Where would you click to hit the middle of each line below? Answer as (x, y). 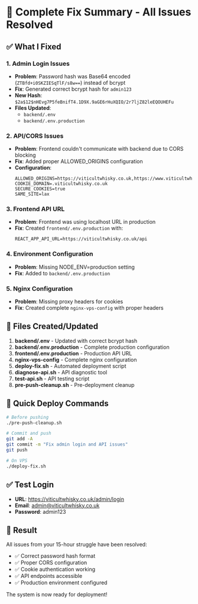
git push (17, 450)
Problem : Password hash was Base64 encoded (73, 76)
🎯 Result (22, 530)
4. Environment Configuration (50, 254)
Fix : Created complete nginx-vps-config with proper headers (89, 308)
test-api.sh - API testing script (52, 379)
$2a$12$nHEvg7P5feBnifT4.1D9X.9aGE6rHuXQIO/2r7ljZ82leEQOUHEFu (94, 102)
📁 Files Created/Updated (52, 327)
